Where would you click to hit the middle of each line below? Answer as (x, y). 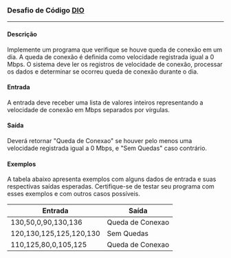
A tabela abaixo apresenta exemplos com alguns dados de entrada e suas (112, 179)
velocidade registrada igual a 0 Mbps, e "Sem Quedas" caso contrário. (107, 148)
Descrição (22, 34)
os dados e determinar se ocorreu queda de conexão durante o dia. (103, 72)
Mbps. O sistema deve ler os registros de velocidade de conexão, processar (115, 64)
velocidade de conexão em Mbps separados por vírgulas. (89, 109)
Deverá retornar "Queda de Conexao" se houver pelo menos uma (100, 140)
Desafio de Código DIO (46, 10)
